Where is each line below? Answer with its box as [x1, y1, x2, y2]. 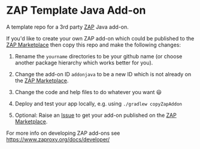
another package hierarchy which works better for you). [14, 59, 153, 66]
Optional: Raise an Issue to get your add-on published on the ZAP [14, 111, 177, 119]
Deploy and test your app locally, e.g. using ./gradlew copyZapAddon [14, 100, 183, 107]
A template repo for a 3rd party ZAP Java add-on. [6, 23, 129, 30]
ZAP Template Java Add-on [6, 4, 146, 17]
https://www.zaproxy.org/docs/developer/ [6, 135, 110, 143]
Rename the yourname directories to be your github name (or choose [14, 52, 183, 60]
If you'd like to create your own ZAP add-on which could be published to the [6, 35, 195, 42]
